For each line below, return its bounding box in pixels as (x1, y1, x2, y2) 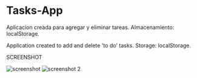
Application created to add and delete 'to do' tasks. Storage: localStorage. (6, 42, 192, 49)
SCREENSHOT (6, 53, 42, 60)
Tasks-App (6, 4, 63, 18)
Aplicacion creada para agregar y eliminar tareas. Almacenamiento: (6, 24, 175, 31)
